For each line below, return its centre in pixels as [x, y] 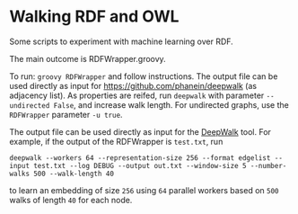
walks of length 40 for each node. [71, 200]
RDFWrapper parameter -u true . [66, 114]
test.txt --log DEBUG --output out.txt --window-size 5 [140, 165]
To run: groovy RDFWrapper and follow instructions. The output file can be [144, 76]
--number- [268, 165]
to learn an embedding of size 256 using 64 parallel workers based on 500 [144, 190]
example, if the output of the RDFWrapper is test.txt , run [116, 141]
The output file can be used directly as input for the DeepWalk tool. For [140, 131]
